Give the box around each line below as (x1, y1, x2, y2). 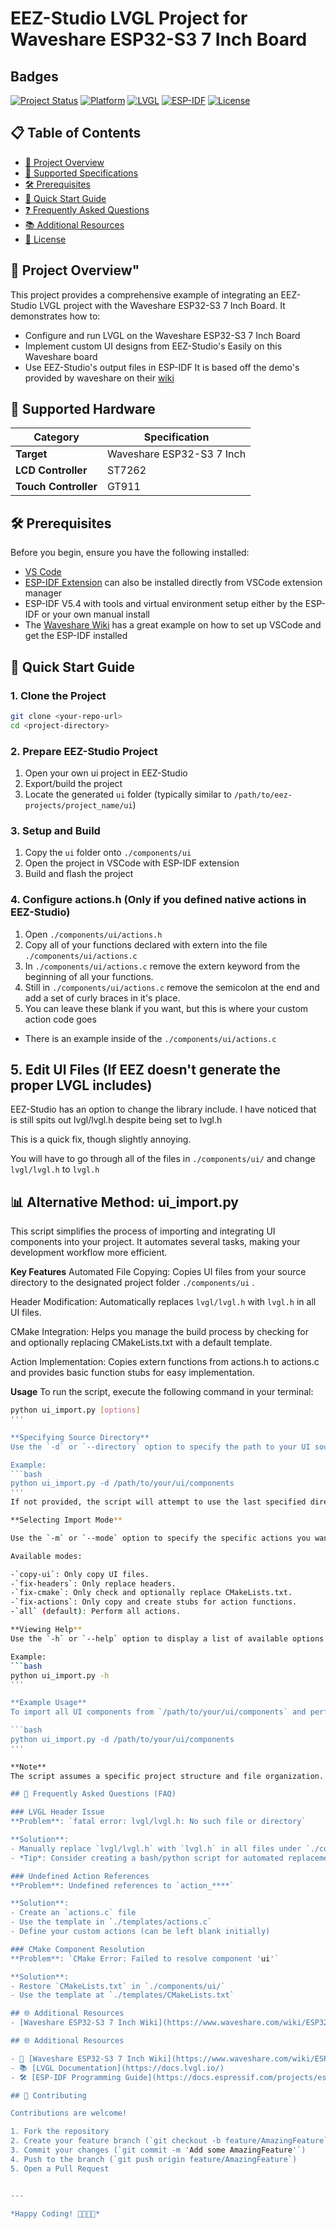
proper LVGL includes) (10, 1077, 153, 1094)
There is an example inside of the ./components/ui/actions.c (24, 1032, 277, 1044)
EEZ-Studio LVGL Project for (10, 7, 248, 30)
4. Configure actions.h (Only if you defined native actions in (10, 893, 307, 907)
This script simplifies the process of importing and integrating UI (10, 1225, 276, 1237)
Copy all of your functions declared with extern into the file (24, 938, 268, 951)
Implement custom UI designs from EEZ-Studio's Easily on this (24, 340, 283, 352)
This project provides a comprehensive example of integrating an (10, 288, 279, 301)
